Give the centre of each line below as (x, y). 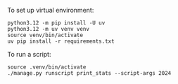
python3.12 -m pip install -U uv (56, 23)
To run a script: (29, 54)
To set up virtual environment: (51, 10)
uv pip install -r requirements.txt (61, 41)
